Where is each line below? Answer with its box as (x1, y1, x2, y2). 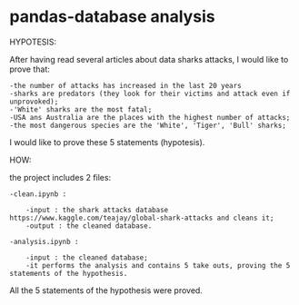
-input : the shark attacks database (25, 205, 169, 214)
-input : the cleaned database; (25, 252, 148, 262)
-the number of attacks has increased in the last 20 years (9, 81, 243, 90)
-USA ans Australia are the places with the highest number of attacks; (9, 113, 291, 122)
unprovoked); (9, 97, 59, 106)
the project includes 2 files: (9, 172, 112, 182)
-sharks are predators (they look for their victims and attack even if (9, 89, 291, 98)
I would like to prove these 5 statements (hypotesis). (9, 136, 205, 147)
